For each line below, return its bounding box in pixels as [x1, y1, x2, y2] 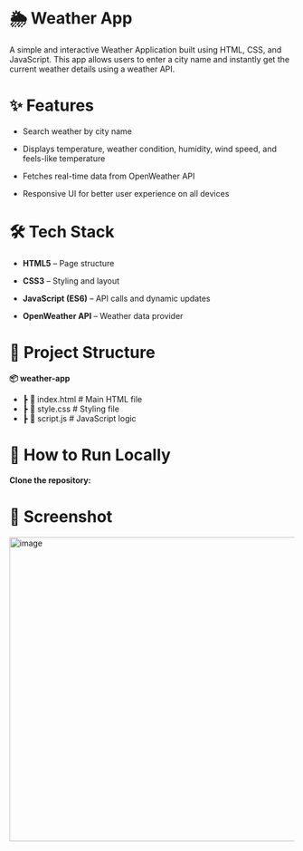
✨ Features [9, 95, 95, 116]
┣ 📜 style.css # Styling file [22, 403, 120, 414]
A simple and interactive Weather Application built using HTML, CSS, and [9, 44, 282, 55]
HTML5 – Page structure [22, 257, 115, 268]
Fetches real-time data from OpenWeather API [22, 170, 195, 181]
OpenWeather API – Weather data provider [22, 310, 184, 321]
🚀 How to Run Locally [9, 444, 172, 465]
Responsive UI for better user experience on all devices [22, 188, 230, 198]
